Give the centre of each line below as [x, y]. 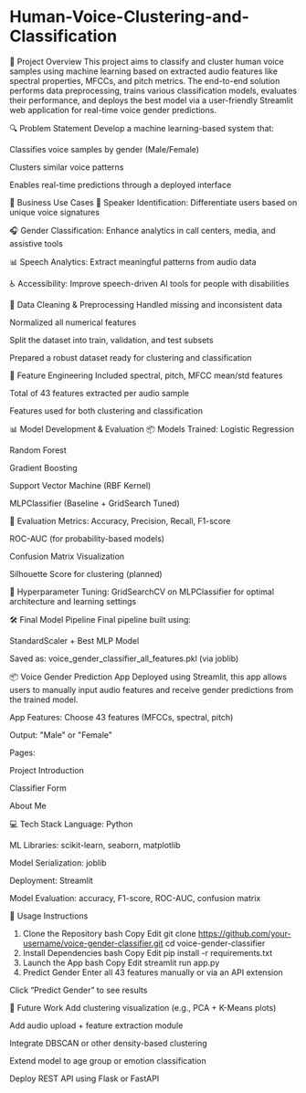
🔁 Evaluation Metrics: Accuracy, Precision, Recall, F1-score [120, 520]
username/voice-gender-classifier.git [93, 943]
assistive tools [37, 243]
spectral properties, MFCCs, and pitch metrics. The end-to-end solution [145, 80]
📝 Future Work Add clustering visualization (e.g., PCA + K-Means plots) [143, 1007]
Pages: [22, 752]
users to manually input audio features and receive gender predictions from [152, 689]
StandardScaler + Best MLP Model [74, 640]
